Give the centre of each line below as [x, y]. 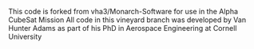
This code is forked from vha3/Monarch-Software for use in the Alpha [123, 11]
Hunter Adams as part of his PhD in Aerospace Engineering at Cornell [123, 28]
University [25, 36]
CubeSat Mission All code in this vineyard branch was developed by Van [127, 20]
